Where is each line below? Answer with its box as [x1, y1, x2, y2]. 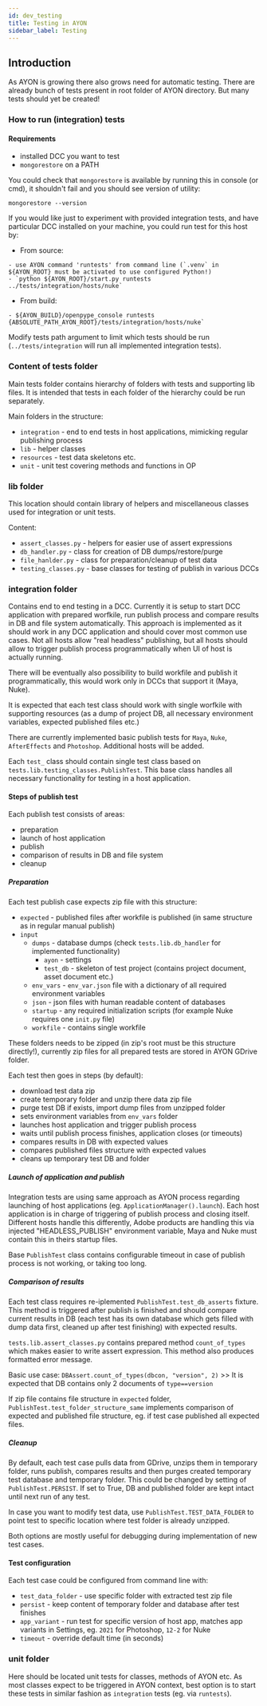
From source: [19, 246, 64, 255]
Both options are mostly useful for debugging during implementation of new [8, 1531, 257, 1541]
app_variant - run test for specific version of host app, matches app [19, 1617, 243, 1626]
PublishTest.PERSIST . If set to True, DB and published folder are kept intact [8, 1483, 254, 1493]
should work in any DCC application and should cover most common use [8, 627, 248, 636]
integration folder [8, 583, 78, 594]
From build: [19, 296, 57, 305]
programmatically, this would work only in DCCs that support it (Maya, [8, 676, 239, 686]
